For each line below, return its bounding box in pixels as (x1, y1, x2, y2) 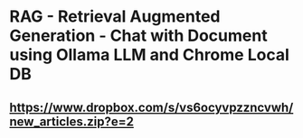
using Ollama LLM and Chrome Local (9, 45, 289, 65)
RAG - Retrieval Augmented (9, 6, 221, 27)
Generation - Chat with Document (9, 25, 269, 46)
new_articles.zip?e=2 (9, 114, 134, 129)
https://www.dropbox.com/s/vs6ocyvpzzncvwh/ (9, 99, 294, 115)
